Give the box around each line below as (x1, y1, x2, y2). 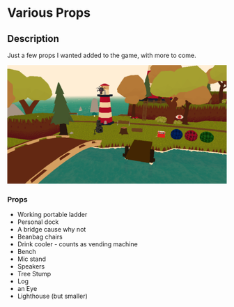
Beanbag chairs (17, 232, 63, 241)
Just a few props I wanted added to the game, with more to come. (7, 51, 196, 59)
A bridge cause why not (17, 225, 86, 233)
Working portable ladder (17, 210, 88, 218)
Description (7, 33, 59, 45)
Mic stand (17, 255, 47, 263)
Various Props (7, 5, 91, 21)
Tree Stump (17, 269, 52, 278)
